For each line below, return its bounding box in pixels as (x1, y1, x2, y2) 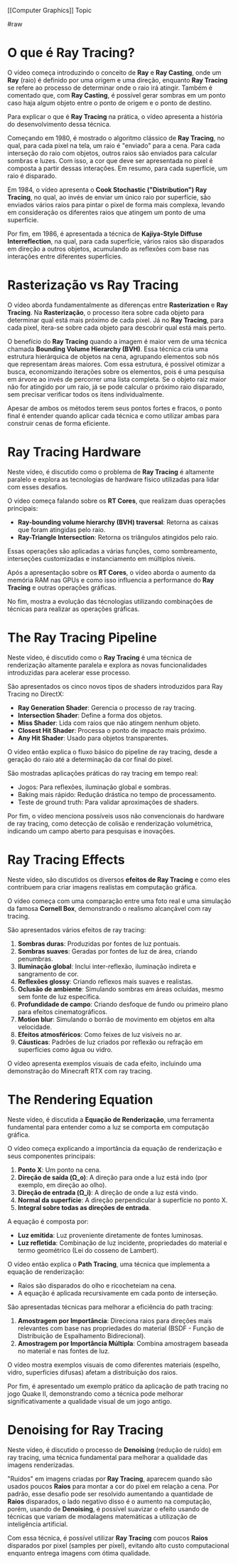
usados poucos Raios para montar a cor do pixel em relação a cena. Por (7, 1481, 219, 1491)
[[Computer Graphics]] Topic (7, 6, 92, 14)
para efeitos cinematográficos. (17, 1007, 108, 1016)
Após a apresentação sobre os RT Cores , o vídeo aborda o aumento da (7, 568, 216, 576)
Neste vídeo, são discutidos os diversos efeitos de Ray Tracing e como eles (7, 875, 231, 884)
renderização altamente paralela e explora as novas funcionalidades (7, 660, 207, 669)
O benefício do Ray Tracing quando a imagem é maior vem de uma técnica (7, 337, 227, 345)
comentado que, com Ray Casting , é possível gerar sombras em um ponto (7, 90, 226, 99)
